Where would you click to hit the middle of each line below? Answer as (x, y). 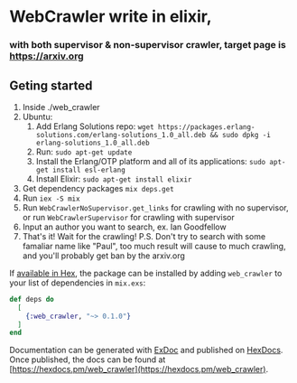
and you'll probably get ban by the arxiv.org (103, 256)
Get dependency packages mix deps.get (98, 188)
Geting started (51, 85)
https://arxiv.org (46, 56)
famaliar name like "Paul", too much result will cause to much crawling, (154, 246)
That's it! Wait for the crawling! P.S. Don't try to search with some (144, 236)
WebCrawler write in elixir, (111, 17)
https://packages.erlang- (206, 127)
